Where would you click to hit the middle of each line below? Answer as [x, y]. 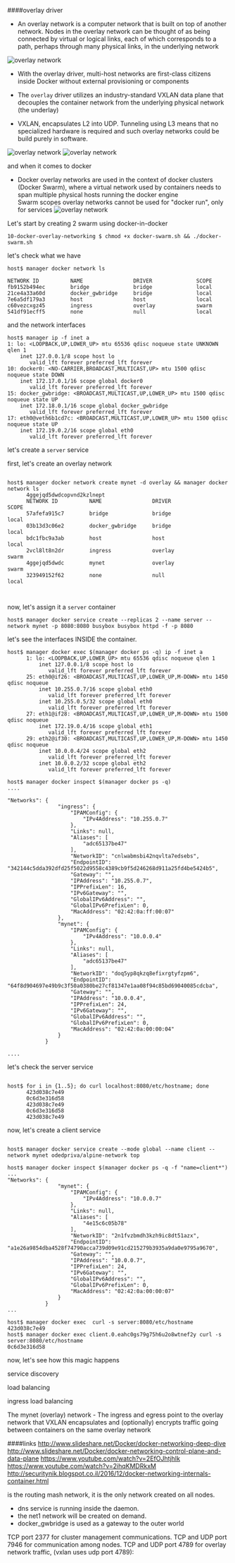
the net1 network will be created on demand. [82, 1516]
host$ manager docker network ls [56, 268]
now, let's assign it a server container [62, 607]
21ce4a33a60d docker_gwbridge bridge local [110, 293]
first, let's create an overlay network [60, 463]
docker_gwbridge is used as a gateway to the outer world [101, 1523]
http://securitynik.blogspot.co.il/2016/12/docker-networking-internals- [109, 1473]
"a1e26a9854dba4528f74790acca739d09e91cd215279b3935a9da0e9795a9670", [113, 1248]
